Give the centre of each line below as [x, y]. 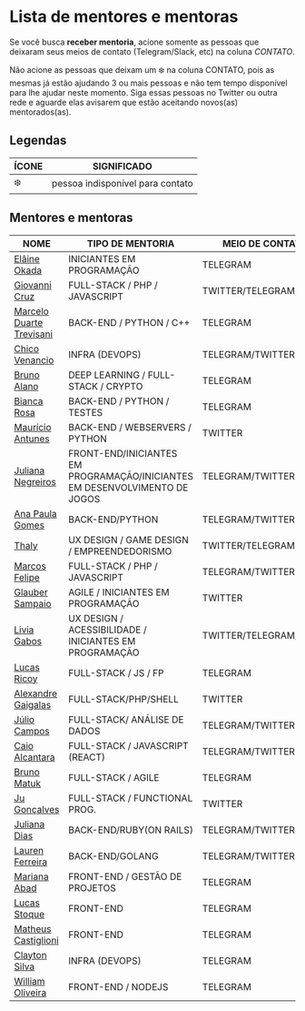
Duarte [29, 322]
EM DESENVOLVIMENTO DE [128, 487]
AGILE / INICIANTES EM [118, 591]
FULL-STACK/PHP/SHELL [123, 699]
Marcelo [32, 311]
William [30, 981]
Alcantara [34, 757]
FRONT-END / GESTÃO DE [125, 876]
